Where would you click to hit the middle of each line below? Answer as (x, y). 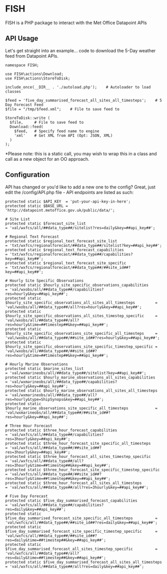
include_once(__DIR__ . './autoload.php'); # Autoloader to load (78, 87)
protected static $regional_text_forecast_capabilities (64, 250)
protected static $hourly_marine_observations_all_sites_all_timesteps (81, 391)
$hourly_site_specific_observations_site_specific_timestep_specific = (81, 347)
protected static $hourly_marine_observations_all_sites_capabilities (80, 377)
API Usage (22, 38)
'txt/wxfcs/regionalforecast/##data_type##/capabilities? (71, 254)
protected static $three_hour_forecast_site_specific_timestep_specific (82, 470)
